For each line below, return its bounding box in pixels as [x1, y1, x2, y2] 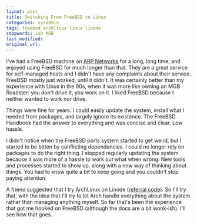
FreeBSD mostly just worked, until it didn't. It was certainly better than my [6, 76, 184, 83]
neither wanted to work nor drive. [6, 95, 87, 102]
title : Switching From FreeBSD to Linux [6, 14, 107, 20]
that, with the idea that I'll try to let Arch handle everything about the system [6, 192, 191, 199]
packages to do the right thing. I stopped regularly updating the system [6, 149, 179, 156]
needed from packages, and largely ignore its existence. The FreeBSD [6, 113, 176, 120]
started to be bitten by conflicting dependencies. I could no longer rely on [6, 143, 185, 150]
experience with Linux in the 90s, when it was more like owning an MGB [6, 83, 181, 90]
